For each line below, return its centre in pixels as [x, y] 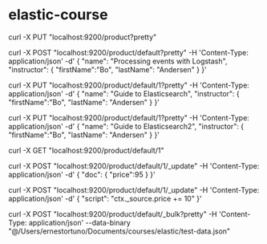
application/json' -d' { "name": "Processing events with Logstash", [118, 61]
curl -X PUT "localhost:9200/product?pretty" [83, 37]
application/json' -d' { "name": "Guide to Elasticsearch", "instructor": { [124, 93]
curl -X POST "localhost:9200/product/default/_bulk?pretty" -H [113, 213]
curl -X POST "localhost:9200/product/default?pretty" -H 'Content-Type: [128, 52]
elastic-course [58, 15]
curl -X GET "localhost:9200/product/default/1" [86, 150]
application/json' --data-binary [79, 222]
